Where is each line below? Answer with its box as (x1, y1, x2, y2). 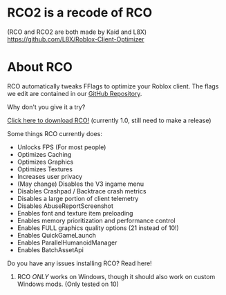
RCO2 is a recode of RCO (7, 5, 153, 21)
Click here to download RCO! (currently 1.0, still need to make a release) (7, 116, 212, 124)
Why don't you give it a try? (7, 102, 86, 111)
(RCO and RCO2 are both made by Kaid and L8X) (7, 28, 147, 36)
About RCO (7, 59, 73, 75)
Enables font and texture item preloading (17, 209, 133, 217)
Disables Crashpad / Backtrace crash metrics (17, 187, 147, 195)
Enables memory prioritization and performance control (17, 216, 176, 225)
